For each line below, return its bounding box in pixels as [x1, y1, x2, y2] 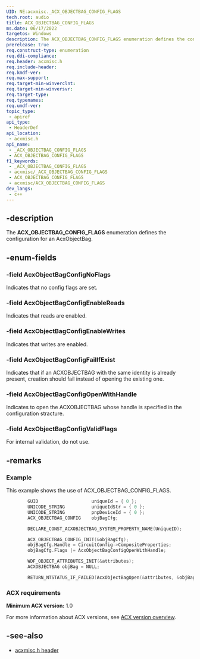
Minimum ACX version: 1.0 [6, 602, 73, 610]
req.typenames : [6, 97, 44, 103]
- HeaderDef [8, 125, 39, 131]
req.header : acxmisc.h [6, 58, 62, 64]
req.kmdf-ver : [6, 70, 42, 76]
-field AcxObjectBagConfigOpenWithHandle [6, 390, 137, 398]
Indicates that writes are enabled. [6, 340, 88, 348]
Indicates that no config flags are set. [6, 284, 98, 291]
